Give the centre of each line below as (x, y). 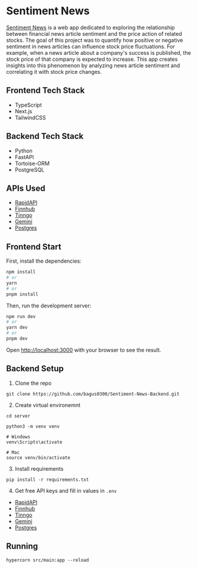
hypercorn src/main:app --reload (48, 560)
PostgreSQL (29, 170)
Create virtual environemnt (48, 405)
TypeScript (28, 105)
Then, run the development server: (49, 306)
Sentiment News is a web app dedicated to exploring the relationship (90, 27)
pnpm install (22, 294)
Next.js (24, 111)
